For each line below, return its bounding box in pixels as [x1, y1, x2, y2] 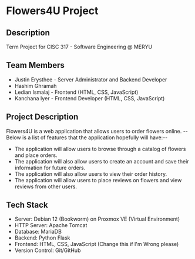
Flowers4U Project [6, 4, 99, 18]
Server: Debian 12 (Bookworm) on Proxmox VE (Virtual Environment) [14, 215, 180, 222]
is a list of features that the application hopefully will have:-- [22, 134, 168, 141]
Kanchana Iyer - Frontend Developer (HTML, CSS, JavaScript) [14, 94, 165, 101]
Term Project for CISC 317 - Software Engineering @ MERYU [6, 43, 153, 50]
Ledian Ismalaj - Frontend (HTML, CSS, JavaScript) [14, 88, 139, 96]
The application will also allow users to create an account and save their [14, 158, 189, 165]
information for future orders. [14, 164, 86, 171]
